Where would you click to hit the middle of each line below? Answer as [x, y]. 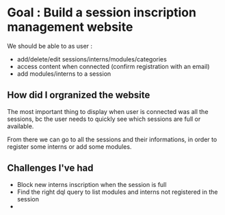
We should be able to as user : [50, 46]
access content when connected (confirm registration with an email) [113, 66]
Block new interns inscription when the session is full [92, 184]
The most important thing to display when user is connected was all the [108, 111]
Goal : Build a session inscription [102, 13]
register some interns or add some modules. [69, 146]
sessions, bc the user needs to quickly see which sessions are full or [104, 119]
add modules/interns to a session [64, 74]
